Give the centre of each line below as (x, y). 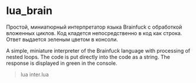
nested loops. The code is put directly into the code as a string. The (88, 57)
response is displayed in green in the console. (62, 63)
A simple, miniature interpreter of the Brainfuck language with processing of (98, 50)
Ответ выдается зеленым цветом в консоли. (62, 39)
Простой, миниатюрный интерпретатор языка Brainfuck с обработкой (94, 27)
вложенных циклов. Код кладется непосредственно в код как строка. (94, 33)
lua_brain (29, 11)
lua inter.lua (34, 74)
